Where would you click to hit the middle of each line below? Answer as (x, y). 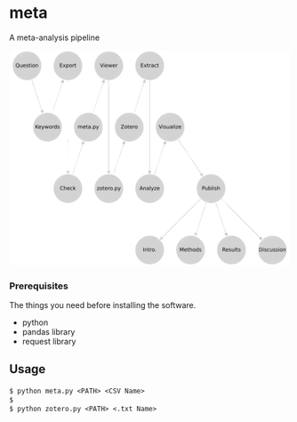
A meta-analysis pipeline (55, 37)
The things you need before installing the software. (103, 305)
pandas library (48, 332)
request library (49, 342)
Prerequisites (39, 286)
